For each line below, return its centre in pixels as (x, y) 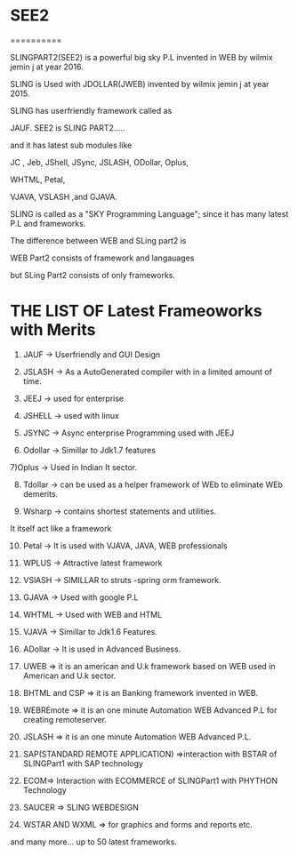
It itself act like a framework (61, 528)
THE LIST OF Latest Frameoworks (136, 311)
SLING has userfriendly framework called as (91, 110)
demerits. (40, 493)
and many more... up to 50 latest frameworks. (93, 842)
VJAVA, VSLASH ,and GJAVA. (64, 196)
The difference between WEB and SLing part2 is (98, 240)
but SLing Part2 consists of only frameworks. (93, 275)
